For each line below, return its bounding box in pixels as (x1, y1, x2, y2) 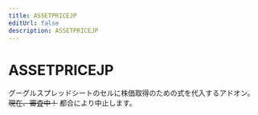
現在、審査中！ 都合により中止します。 (8, 98, 137, 108)
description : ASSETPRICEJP (8, 26, 99, 34)
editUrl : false (8, 19, 59, 27)
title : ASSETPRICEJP (8, 11, 78, 20)
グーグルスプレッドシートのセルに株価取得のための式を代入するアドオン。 (8, 89, 255, 98)
